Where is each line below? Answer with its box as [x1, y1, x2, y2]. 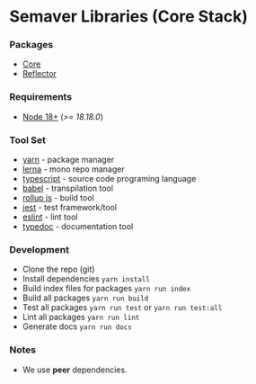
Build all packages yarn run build [22, 292, 149, 303]
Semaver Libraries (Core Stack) [9, 6, 249, 27]
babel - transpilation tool [22, 183, 114, 194]
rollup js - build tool [22, 192, 94, 203]
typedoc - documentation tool [22, 221, 134, 232]
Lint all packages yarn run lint [22, 312, 140, 323]
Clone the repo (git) [22, 263, 95, 275]
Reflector [22, 68, 57, 79]
